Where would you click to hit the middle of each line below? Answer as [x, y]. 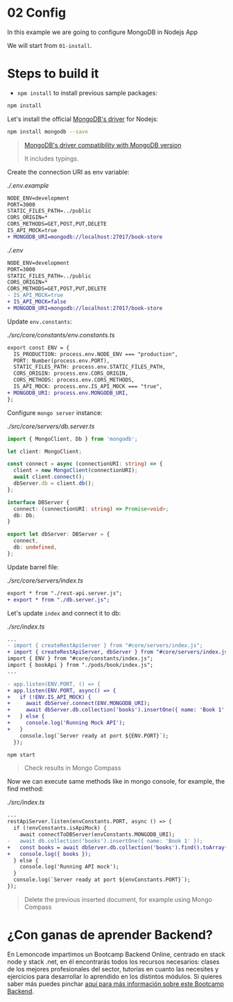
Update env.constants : [40, 321]
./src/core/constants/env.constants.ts [61, 334]
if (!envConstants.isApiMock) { [60, 828]
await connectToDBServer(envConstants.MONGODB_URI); [97, 834]
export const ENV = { [38, 348]
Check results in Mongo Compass [72, 768]
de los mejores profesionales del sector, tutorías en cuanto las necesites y [113, 969]
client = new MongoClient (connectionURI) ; [76, 471]
